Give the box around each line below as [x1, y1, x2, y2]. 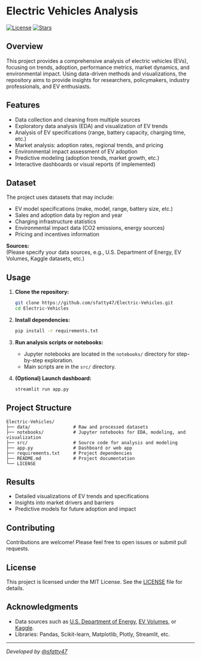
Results [6, 477, 35, 487]
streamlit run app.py [14, 386, 69, 392]
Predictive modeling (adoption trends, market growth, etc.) [14, 154, 160, 161]
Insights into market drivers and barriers [14, 499, 114, 507]
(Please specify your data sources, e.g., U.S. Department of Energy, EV [6, 248, 181, 256]
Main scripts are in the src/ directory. [23, 363, 117, 370]
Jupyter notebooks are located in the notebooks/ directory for [23, 350, 175, 357]
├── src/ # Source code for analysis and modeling [6, 439, 178, 445]
